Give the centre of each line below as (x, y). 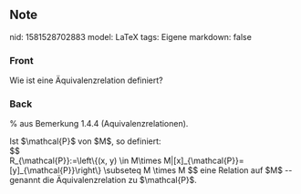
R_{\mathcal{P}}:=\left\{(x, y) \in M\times (86, 161)
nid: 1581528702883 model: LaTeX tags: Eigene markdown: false (131, 36)
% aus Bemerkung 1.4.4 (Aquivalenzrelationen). (99, 124)
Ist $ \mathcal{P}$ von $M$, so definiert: (85, 141)
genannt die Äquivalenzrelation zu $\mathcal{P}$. (104, 180)
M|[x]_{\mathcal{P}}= (204, 161)
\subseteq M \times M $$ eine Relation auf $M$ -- (198, 170)
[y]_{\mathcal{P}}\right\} (56, 170)
